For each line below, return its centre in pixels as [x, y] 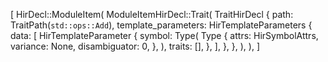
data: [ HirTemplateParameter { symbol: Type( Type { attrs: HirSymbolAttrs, [164, 35]
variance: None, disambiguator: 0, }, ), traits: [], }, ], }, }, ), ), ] [135, 46]
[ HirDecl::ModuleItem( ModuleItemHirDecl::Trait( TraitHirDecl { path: [152, 14]
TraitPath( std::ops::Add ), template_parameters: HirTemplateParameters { [161, 25]
